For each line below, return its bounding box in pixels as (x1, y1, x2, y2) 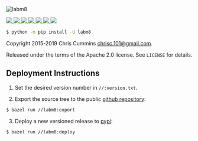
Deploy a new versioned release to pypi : (14, 117, 113, 124)
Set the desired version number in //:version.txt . (14, 84, 138, 91)
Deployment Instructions (6, 68, 100, 78)
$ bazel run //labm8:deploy (6, 129, 76, 135)
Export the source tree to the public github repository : (14, 95, 146, 103)
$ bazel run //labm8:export (6, 107, 76, 113)
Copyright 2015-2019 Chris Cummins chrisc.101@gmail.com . (6, 40, 152, 47)
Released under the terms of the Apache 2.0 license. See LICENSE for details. (6, 51, 193, 58)
